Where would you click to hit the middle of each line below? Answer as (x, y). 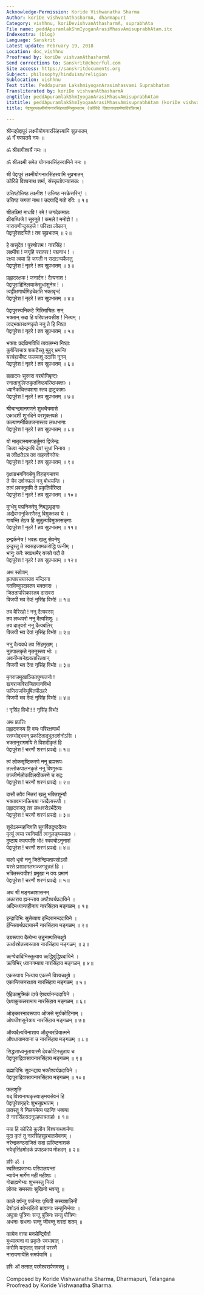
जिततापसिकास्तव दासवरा (30, 592)
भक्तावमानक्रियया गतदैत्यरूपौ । (36, 801)
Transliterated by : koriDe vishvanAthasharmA (65, 91)
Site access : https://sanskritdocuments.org (63, 68)
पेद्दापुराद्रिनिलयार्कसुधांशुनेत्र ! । (35, 284)
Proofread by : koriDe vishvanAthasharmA (58, 57)
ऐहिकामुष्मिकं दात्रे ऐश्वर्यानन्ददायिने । (40, 994)
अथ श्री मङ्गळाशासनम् (28, 892)
